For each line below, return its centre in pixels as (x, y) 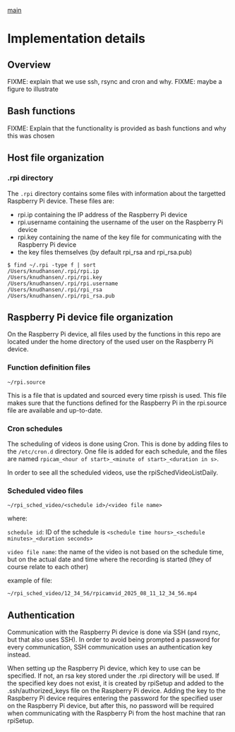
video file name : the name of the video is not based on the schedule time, (116, 552)
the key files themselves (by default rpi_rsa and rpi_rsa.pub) (105, 252)
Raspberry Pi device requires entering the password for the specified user (115, 698)
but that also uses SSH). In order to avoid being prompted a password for (114, 640)
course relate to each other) (48, 567)
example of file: (30, 580)
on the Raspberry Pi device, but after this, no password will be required (110, 706)
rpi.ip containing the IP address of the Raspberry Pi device (102, 214)
